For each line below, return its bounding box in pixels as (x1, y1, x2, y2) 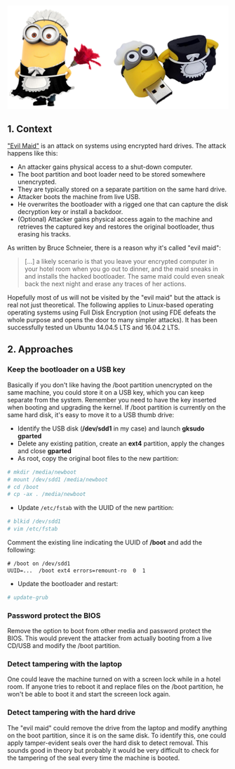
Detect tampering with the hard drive (7, 708, 135, 718)
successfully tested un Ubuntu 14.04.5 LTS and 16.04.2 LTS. (7, 323, 180, 332)
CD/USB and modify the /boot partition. (7, 642, 121, 650)
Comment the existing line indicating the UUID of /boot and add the (7, 538, 202, 547)
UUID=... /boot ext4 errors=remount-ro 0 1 (7, 567, 146, 575)
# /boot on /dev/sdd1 (7, 560, 71, 568)
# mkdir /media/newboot (7, 469, 77, 476)
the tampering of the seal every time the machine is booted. (7, 754, 180, 762)
